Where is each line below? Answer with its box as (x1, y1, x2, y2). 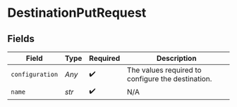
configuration (11, 71, 59, 78)
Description (156, 54, 197, 63)
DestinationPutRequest (7, 5, 147, 21)
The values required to (126, 65, 202, 75)
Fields (7, 33, 35, 45)
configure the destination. (126, 74, 212, 83)
